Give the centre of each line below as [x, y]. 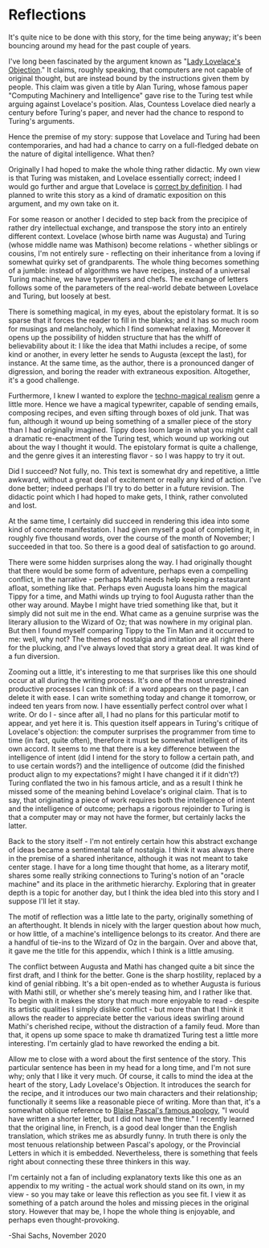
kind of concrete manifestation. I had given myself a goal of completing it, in [134, 529]
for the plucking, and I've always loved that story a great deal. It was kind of [134, 647]
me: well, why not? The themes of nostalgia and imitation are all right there [132, 639]
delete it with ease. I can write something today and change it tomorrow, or [132, 697]
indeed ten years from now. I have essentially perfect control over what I [128, 706]
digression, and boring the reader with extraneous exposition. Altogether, [129, 371]
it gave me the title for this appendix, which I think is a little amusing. [121, 950]
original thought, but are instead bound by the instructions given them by [129, 78]
